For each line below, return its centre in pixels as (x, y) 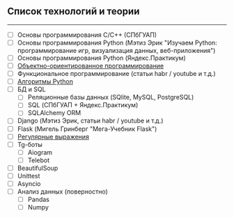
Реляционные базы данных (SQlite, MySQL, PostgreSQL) (111, 98)
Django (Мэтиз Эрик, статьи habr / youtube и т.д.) (90, 120)
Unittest (29, 176)
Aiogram (40, 152)
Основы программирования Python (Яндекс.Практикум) (101, 58)
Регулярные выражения (53, 137)
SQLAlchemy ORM (54, 113)
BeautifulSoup (38, 168)
